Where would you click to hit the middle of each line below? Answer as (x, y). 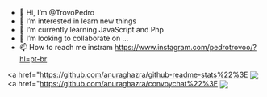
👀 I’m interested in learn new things (78, 21)
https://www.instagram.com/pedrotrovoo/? (186, 47)
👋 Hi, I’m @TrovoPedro (56, 13)
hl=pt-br (33, 59)
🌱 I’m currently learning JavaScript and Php (92, 30)
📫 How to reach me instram (66, 47)
